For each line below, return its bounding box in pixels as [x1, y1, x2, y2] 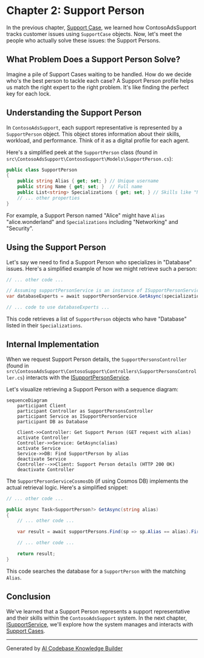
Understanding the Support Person [6, 108, 142, 118]
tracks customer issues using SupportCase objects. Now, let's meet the [6, 30, 182, 37]
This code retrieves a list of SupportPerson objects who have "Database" [6, 315, 187, 323]
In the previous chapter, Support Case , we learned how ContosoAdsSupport [6, 24, 197, 31]
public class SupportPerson [6, 167, 78, 173]
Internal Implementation [6, 339, 100, 350]
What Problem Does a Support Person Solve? [6, 54, 181, 65]
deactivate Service [17, 456, 67, 462]
